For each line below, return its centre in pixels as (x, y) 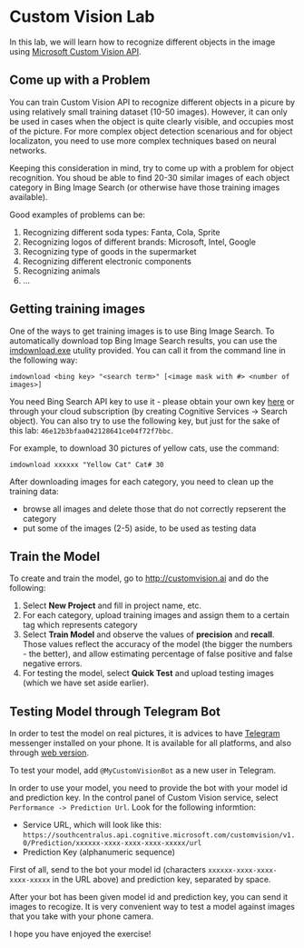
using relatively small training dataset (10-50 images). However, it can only (148, 112)
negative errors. (53, 664)
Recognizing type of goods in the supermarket (109, 251)
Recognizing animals (61, 271)
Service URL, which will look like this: (92, 825)
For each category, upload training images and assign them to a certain (156, 615)
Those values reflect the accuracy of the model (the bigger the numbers (157, 644)
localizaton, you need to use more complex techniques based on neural (143, 140)
